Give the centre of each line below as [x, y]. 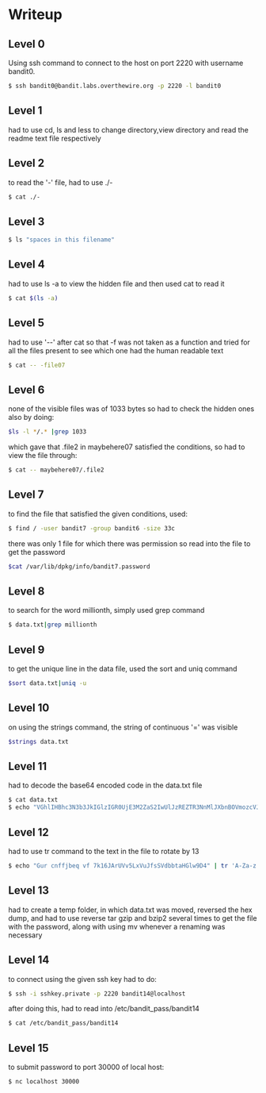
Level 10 [29, 708]
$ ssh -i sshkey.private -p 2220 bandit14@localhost [97, 994]
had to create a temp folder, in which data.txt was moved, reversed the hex [131, 910]
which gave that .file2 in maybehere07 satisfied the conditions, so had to [127, 447]
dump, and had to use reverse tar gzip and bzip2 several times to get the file [133, 918]
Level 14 [29, 960]
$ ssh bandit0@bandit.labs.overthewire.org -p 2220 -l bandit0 [115, 86]
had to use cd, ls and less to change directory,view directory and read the [129, 129]
